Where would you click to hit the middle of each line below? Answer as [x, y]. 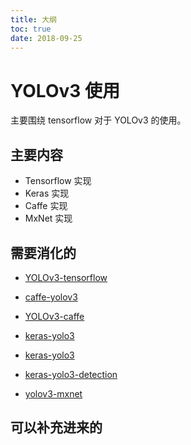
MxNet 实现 [48, 218]
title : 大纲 [33, 19]
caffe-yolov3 [51, 297]
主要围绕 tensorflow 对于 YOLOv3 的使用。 [98, 120]
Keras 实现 [47, 193]
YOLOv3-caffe [54, 316]
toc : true [31, 29]
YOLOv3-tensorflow [66, 277]
